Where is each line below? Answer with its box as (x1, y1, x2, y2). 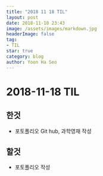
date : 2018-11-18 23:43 (6, 20, 65, 26)
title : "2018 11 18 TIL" (6, 8, 68, 15)
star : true (6, 48, 33, 54)
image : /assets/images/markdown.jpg (6, 25, 97, 32)
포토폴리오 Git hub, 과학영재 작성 (14, 127, 92, 135)
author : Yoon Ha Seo (6, 59, 58, 65)
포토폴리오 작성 (14, 163, 51, 171)
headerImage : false (6, 31, 55, 37)
